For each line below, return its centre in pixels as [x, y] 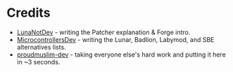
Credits [29, 13]
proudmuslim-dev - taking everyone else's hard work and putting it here [121, 55]
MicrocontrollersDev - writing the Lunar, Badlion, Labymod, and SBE [115, 39]
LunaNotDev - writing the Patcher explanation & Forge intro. [103, 32]
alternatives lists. [41, 47]
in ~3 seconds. [38, 62]
